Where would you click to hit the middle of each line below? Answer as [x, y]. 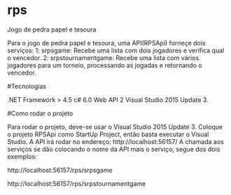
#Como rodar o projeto [40, 113]
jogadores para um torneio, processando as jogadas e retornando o [105, 65]
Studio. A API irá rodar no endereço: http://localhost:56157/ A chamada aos [115, 141]
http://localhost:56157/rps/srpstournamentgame [77, 183]
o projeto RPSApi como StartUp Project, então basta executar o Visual [108, 134]
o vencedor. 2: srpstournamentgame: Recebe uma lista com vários [103, 57]
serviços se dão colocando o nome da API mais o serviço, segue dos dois [114, 149]
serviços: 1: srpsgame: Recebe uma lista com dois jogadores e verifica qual [116, 50]
